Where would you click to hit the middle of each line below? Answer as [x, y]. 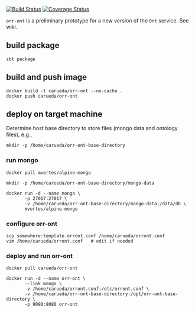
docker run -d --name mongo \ [43, 193]
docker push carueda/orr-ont [42, 96]
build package [33, 45]
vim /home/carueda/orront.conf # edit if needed [70, 241]
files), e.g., [19, 135]
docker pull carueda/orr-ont [42, 268]
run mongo [22, 160]
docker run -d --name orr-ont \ [46, 279]
